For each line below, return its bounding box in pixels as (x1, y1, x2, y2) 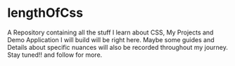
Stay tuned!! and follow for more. (7, 51, 103, 59)
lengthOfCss (7, 5, 83, 21)
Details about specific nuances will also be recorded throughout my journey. (7, 43, 229, 51)
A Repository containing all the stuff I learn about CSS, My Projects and (7, 28, 214, 37)
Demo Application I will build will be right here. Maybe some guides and (7, 35, 215, 44)
